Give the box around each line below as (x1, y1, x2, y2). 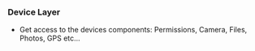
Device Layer (7, 6, 61, 18)
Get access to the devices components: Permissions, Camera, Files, (19, 25, 248, 35)
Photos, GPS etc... (19, 33, 80, 43)
